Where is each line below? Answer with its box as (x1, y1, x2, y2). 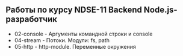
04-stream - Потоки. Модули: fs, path (14, 36, 110, 44)
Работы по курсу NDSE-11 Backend (5, 5, 143, 15)
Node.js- (143, 5, 178, 15)
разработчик (5, 14, 58, 25)
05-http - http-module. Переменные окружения (14, 43, 136, 50)
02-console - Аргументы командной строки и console (14, 30, 153, 37)
